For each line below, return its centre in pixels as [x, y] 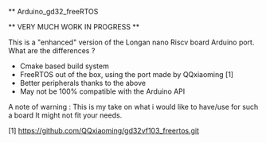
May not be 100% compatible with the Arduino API [102, 91]
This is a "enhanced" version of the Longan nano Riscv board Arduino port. [131, 42]
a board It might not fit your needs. [65, 115]
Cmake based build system [64, 66]
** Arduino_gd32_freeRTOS [53, 12]
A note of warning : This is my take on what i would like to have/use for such [133, 107]
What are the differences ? [52, 50]
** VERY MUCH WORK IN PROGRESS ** [74, 27]
